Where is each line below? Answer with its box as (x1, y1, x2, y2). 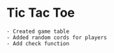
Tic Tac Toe (6, 5, 75, 21)
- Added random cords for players (6, 33, 108, 41)
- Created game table (6, 28, 70, 35)
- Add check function (6, 40, 70, 47)
